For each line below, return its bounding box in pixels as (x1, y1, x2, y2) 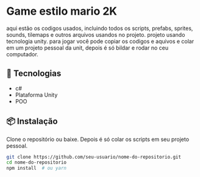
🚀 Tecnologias (6, 69, 62, 79)
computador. (6, 50, 38, 58)
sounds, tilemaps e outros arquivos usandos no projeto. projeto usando (6, 31, 185, 38)
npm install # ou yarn (6, 165, 67, 171)
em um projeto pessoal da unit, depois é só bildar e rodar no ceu (6, 44, 169, 51)
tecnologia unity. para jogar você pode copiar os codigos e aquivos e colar (6, 37, 194, 45)
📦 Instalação (6, 116, 58, 127)
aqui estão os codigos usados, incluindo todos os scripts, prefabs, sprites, (6, 24, 193, 32)
